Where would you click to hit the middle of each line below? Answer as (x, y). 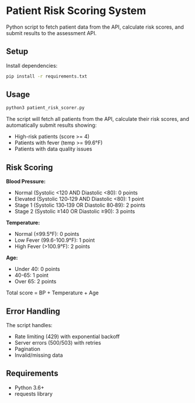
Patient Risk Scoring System (76, 11)
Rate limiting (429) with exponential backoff (67, 336)
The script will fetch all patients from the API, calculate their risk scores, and (98, 119)
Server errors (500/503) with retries (58, 342)
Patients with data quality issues (53, 149)
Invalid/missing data (39, 355)
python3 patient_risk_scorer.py (45, 108)
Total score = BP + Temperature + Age (53, 293)
